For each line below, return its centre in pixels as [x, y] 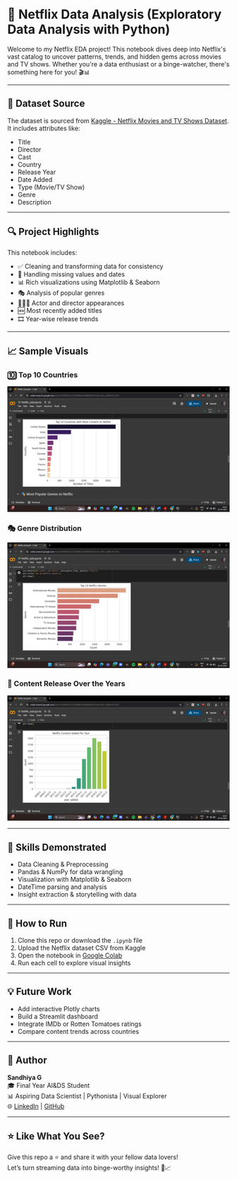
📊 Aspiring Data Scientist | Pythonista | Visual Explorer [87, 1095]
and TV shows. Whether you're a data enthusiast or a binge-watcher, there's [119, 64]
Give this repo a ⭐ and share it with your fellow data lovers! [93, 1157]
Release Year [37, 172]
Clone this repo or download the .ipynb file [80, 940]
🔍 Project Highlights [53, 232]
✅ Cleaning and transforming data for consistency [90, 266]
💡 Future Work [39, 992]
